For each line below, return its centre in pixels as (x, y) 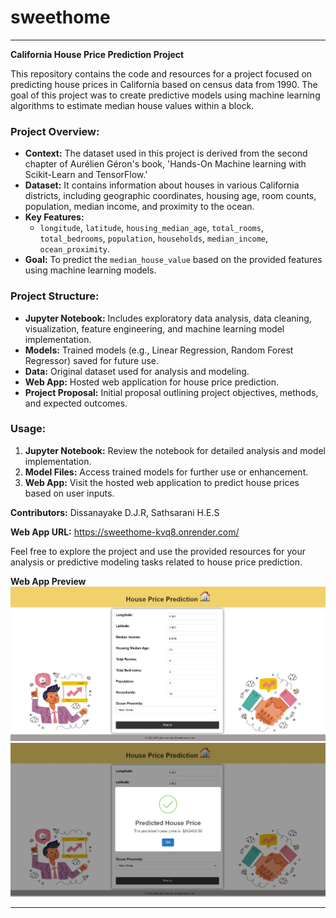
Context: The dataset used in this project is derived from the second (166, 153)
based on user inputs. (69, 493)
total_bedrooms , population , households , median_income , (154, 238)
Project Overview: (55, 131)
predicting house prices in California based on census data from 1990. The (164, 84)
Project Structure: (55, 296)
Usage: (28, 429)
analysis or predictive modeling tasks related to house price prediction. (156, 562)
